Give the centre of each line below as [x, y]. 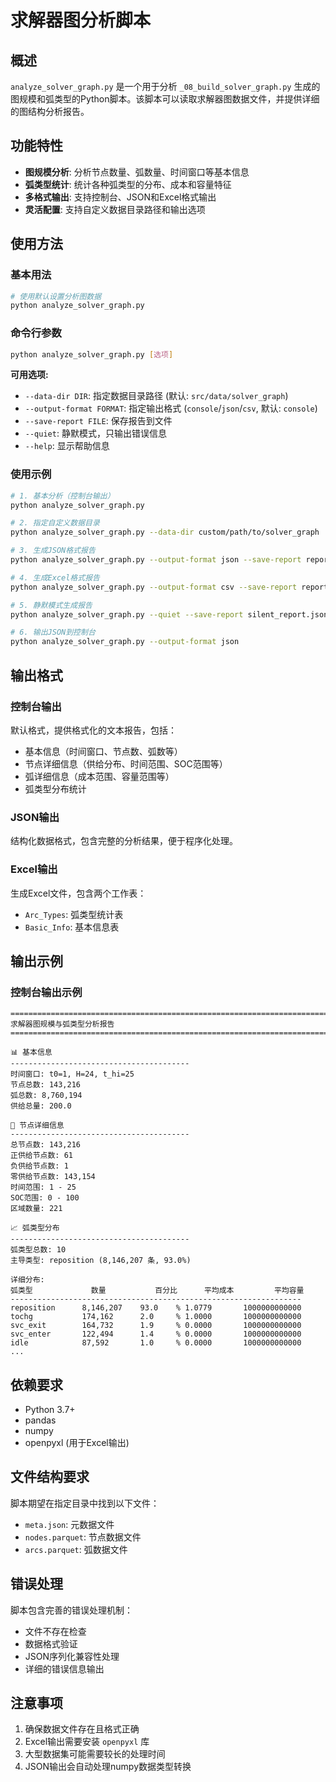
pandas [40, 1420]
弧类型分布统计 [55, 788]
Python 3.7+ [50, 1409]
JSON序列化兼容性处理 [72, 1656]
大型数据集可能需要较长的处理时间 [95, 1754]
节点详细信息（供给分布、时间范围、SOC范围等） [126, 763]
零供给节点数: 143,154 [53, 1177]
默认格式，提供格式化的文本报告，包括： [93, 730]
